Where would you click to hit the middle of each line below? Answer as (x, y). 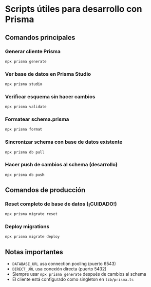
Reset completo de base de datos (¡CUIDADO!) (61, 204)
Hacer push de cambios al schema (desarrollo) (61, 165)
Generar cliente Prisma (33, 51)
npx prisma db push (25, 175)
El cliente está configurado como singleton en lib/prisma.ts (73, 279)
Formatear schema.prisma (37, 119)
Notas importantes (34, 252)
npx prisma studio (24, 84)
